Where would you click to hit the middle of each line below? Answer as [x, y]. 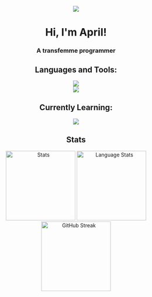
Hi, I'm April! [76, 33]
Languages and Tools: [76, 69]
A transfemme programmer [76, 51]
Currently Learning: [76, 107]
